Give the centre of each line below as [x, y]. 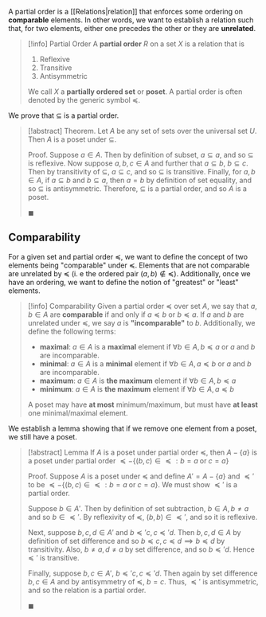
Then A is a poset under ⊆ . [72, 139]
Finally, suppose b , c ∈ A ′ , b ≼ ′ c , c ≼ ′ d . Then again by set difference [143, 573]
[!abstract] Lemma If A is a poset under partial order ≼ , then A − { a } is [142, 452]
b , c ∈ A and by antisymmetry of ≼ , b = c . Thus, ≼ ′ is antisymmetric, [143, 581]
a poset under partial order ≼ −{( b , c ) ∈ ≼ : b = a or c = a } [128, 460]
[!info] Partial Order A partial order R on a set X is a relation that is [136, 44]
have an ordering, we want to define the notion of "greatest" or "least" [123, 282]
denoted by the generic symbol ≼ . [84, 100]
